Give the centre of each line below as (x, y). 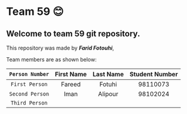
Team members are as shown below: (51, 59)
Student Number (154, 74)
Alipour (108, 94)
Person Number (29, 74)
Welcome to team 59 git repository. (73, 34)
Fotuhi (108, 84)
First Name (71, 74)
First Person (29, 84)
